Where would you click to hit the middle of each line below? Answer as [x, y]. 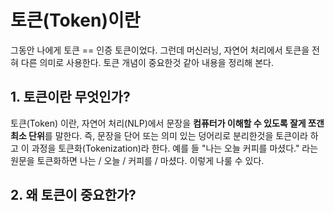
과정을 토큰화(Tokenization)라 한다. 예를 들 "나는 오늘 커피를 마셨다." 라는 [175, 148]
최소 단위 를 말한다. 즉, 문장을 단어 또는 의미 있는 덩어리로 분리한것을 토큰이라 [159, 135]
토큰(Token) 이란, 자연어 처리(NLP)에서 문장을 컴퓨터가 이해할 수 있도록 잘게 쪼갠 [167, 123]
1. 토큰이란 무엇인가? [70, 97]
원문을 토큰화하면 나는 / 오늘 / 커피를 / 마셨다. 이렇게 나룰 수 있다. [137, 160]
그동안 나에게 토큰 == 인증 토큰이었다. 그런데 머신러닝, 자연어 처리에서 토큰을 [160, 50]
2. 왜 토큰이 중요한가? [73, 195]
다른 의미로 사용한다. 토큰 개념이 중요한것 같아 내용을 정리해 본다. [147, 62]
